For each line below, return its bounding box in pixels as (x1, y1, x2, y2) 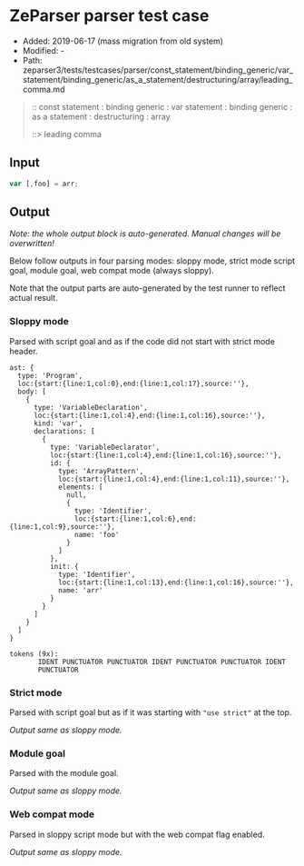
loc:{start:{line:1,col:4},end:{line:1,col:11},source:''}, (57, 474, 290, 483)
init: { (49, 562, 79, 571)
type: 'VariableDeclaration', (33, 403, 148, 412)
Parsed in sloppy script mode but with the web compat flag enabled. (9, 829, 265, 840)
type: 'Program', (17, 371, 83, 380)
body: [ (17, 387, 47, 396)
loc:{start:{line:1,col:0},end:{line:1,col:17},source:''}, (17, 379, 250, 388)
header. (9, 345, 38, 356)
